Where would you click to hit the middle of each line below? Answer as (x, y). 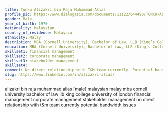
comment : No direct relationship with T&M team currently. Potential (79, 70)
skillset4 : (16, 65)
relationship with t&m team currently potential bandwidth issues (71, 105)
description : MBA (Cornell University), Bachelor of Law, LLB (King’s (80, 42)
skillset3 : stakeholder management (42, 61)
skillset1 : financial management (40, 51)
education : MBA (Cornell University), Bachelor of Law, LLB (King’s (78, 47)
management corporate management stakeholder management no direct (80, 99)
